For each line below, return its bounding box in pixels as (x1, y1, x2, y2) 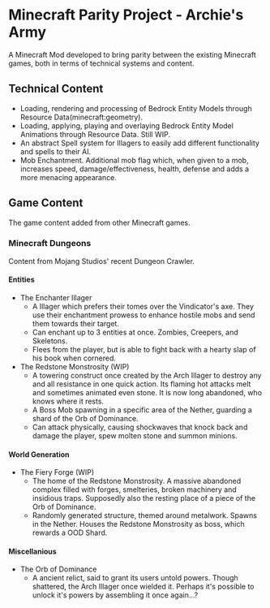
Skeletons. (32, 336, 68, 346)
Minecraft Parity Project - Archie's (8, 6, 244, 24)
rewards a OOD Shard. (32, 528, 108, 537)
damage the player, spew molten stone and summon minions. (32, 431, 238, 441)
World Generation (8, 449, 71, 459)
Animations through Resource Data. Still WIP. (19, 129, 170, 139)
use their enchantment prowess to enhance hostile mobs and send (32, 310, 255, 320)
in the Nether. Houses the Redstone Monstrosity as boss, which (32, 520, 245, 529)
